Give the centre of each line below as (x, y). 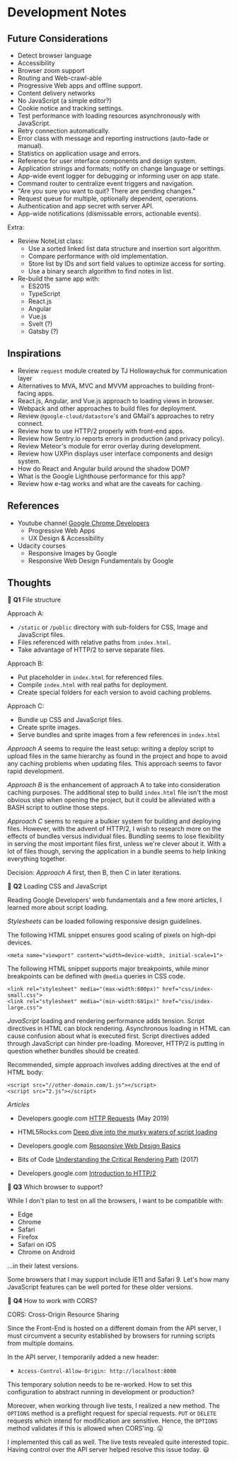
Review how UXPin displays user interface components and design (115, 453)
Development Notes (67, 12)
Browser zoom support (51, 70)
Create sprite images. (49, 728)
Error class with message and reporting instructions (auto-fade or (113, 138)
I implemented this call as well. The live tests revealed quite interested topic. (118, 1442)
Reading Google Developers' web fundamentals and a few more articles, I (115, 900)
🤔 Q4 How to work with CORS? (52, 1301)
